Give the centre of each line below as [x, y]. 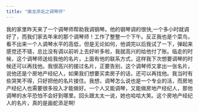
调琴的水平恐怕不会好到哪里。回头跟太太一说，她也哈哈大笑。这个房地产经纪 [99, 95]
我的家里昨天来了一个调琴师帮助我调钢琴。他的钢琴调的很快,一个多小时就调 [98, 29]
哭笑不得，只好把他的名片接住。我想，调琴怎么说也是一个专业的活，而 [97, 81]
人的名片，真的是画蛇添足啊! [41, 103]
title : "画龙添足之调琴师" [36, 11]
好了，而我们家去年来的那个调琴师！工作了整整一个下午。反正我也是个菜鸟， [99, 37]
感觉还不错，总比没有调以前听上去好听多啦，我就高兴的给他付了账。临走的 [97, 51]
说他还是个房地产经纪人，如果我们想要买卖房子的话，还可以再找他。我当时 [97, 73]
